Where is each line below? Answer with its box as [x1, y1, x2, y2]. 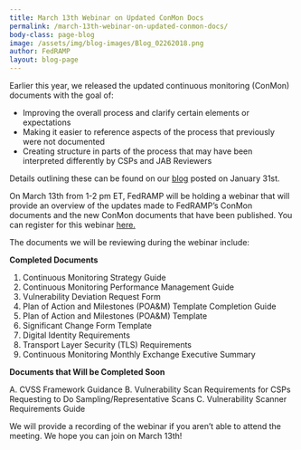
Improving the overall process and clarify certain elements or [22, 108, 250, 118]
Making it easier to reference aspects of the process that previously [22, 127, 276, 137]
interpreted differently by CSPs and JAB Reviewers [22, 156, 212, 166]
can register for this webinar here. [9, 219, 136, 230]
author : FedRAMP [9, 47, 71, 56]
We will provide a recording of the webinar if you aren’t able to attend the [9, 421, 282, 431]
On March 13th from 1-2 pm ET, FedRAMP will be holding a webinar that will [9, 191, 290, 201]
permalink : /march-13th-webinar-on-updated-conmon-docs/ [9, 22, 229, 31]
